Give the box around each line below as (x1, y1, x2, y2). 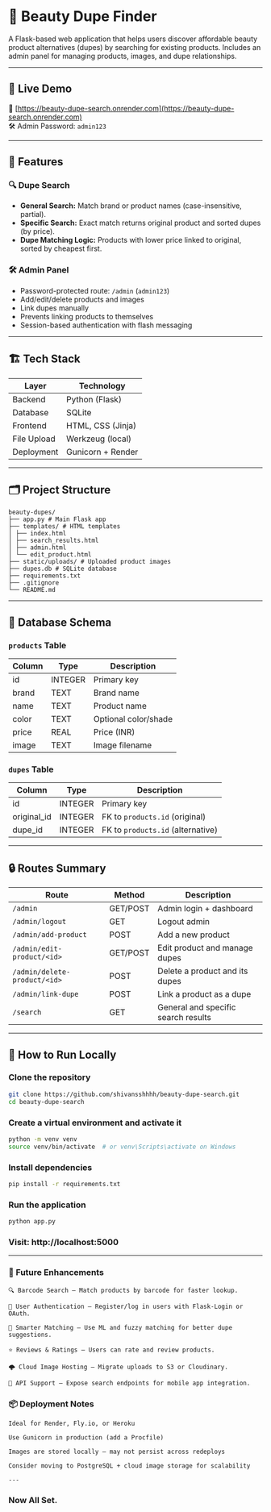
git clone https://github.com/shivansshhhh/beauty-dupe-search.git (8, 1090, 240, 1098)
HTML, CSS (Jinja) (65, 419, 137, 431)
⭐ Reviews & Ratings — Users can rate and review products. (8, 1346, 215, 1354)
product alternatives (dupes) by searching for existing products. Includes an (8, 42, 261, 52)
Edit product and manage (156, 943, 253, 954)
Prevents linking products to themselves (19, 311, 154, 321)
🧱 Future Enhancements (8, 1267, 105, 1278)
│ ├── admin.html (8, 544, 67, 552)
